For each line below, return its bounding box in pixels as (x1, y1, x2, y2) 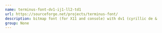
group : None (5, 20, 29, 26)
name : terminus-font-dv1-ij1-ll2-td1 (5, 7, 81, 12)
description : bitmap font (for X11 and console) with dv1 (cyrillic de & (5, 16, 158, 21)
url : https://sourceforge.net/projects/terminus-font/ (5, 12, 118, 16)
